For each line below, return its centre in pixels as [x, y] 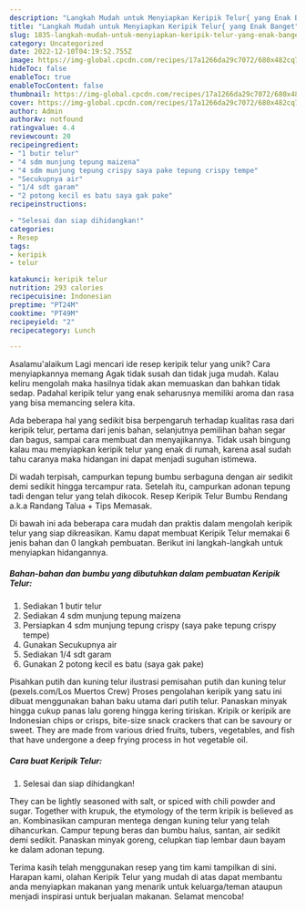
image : [22, 60]
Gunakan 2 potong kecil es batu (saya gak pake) [113, 664]
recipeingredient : [44, 145]
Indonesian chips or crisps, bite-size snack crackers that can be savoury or [151, 721]
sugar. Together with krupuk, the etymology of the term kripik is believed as [152, 811]
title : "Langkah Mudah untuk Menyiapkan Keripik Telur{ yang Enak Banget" [154, 26]
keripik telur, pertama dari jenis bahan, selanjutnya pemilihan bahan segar [148, 430]
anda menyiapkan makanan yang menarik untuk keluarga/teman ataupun [146, 887]
